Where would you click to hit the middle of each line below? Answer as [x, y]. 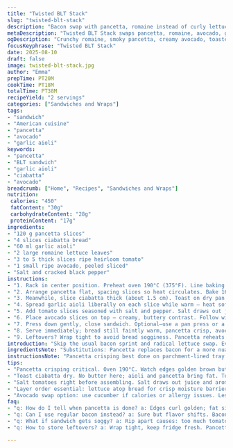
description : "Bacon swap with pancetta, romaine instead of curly [107, 26]
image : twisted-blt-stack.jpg [51, 65]
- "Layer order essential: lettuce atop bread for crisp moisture [105, 389]
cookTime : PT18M [31, 85]
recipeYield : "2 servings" [46, 98]
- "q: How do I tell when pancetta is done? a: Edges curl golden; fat [113, 408]
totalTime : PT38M [32, 91]
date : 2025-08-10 [32, 53]
